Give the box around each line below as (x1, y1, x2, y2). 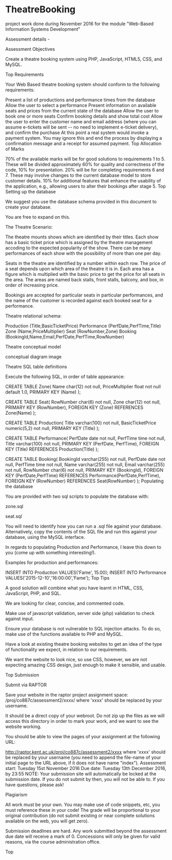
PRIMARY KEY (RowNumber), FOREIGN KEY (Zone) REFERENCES (5, 404, 143, 410)
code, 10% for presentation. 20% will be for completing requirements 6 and (5, 166, 165, 173)
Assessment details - (5, 36, 50, 42)
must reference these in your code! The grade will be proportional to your (5, 807, 160, 813)
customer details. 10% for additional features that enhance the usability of (5, 177, 161, 183)
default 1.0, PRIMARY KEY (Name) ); (5, 389, 81, 395)
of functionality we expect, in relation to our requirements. (5, 646, 128, 652)
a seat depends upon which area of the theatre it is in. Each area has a (5, 266, 154, 272)
